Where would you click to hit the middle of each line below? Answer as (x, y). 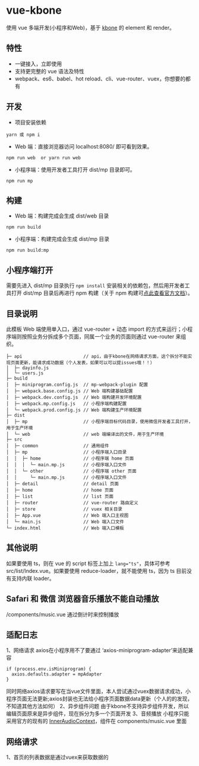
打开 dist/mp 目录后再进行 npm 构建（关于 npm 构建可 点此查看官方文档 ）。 (102, 293)
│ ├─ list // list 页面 (60, 497)
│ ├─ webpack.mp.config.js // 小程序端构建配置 (67, 404)
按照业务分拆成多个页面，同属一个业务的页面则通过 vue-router (98, 337)
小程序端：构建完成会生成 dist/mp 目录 (62, 239)
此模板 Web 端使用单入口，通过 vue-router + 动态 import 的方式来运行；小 (97, 329)
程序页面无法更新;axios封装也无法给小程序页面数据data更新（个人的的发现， (99, 699)
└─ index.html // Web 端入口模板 (65, 528)
